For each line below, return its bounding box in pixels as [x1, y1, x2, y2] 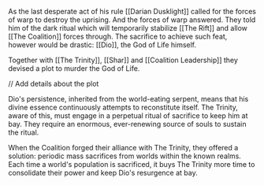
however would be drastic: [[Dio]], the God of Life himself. [8, 40, 197, 50]
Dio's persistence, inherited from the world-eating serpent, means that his [8, 94, 249, 103]
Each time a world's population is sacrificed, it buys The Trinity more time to [8, 160, 255, 168]
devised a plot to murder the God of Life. [8, 64, 140, 73]
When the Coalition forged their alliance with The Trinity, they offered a [8, 143, 239, 152]
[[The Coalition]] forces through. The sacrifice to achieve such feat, [8, 31, 228, 41]
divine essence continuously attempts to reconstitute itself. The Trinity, [8, 102, 239, 112]
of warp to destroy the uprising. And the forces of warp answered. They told [8, 15, 256, 24]
